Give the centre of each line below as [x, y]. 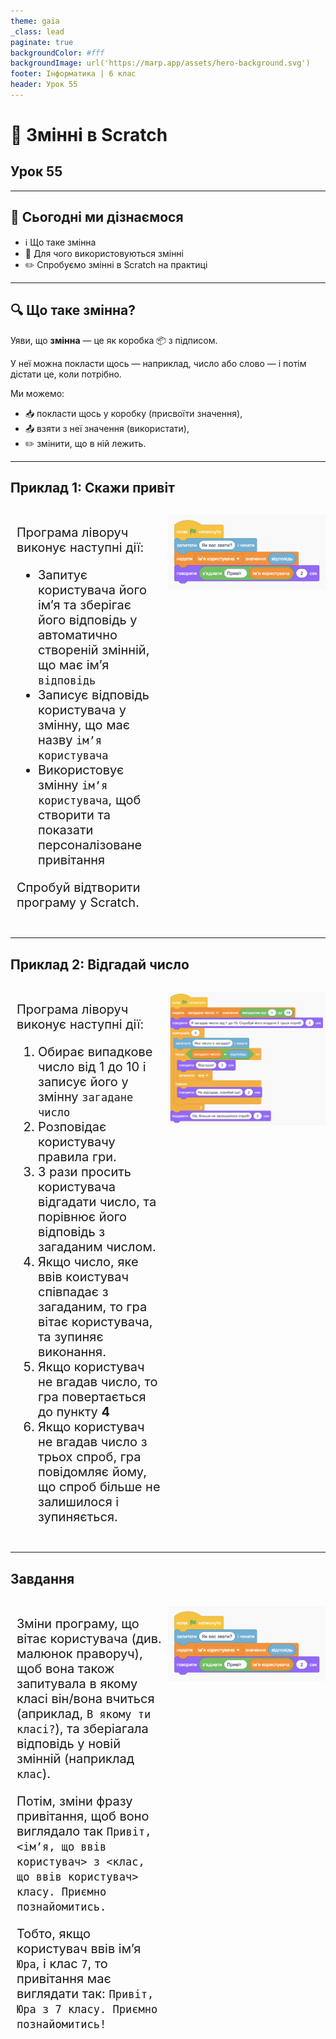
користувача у [82, 710]
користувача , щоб [90, 800]
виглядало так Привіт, [84, 1831]
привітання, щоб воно [83, 1816]
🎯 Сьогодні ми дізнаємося [97, 217]
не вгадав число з [93, 1442]
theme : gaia [35, 21]
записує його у [83, 1082]
